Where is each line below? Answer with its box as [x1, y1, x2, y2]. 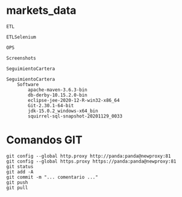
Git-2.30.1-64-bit [28, 102, 74, 108]
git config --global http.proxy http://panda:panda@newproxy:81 [6, 153, 171, 159]
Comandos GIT [6, 133, 83, 147]
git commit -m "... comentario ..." [6, 174, 98, 180]
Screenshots [6, 55, 36, 61]
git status [6, 163, 34, 169]
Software [17, 81, 39, 87]
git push [6, 179, 28, 186]
